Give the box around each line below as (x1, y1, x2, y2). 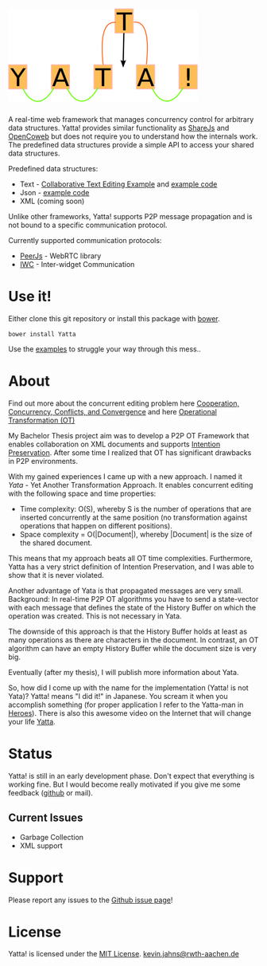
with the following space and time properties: (8, 489, 157, 498)
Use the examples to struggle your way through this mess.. (8, 344, 201, 354)
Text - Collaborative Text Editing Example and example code (19, 179, 218, 189)
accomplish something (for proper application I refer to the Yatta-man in (8, 700, 244, 709)
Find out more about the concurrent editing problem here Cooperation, (8, 399, 240, 408)
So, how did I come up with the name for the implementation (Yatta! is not (8, 682, 249, 693)
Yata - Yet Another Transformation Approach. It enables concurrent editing (8, 480, 253, 489)
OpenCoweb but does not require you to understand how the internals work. (8, 132, 258, 141)
